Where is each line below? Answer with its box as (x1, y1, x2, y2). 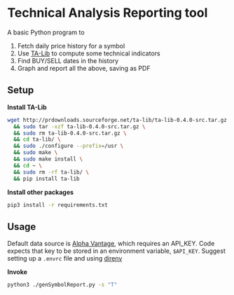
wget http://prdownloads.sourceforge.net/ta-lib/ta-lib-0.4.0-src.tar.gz (7, 116, 228, 123)
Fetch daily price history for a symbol (17, 41, 125, 50)
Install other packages (7, 188, 74, 196)
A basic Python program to (7, 28, 85, 36)
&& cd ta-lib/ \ (13, 136, 61, 143)
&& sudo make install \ (13, 156, 83, 163)
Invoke (7, 268, 28, 276)
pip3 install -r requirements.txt (7, 201, 109, 208)
